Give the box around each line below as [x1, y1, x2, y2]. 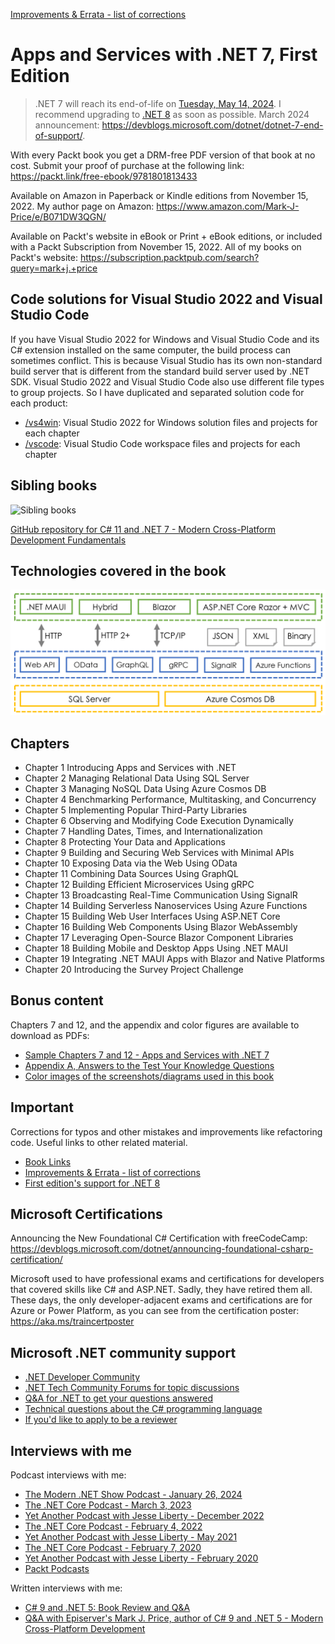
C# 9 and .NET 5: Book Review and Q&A [24, 1602, 191, 1614]
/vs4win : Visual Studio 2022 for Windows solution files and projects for [24, 416, 318, 428]
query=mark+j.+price [10, 262, 98, 274]
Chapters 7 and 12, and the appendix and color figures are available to [10, 1019, 300, 1031]
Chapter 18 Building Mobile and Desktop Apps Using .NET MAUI [24, 942, 288, 954]
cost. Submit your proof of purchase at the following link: [10, 159, 245, 171]
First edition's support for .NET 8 [24, 1177, 161, 1189]
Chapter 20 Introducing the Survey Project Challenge [24, 964, 244, 975]
